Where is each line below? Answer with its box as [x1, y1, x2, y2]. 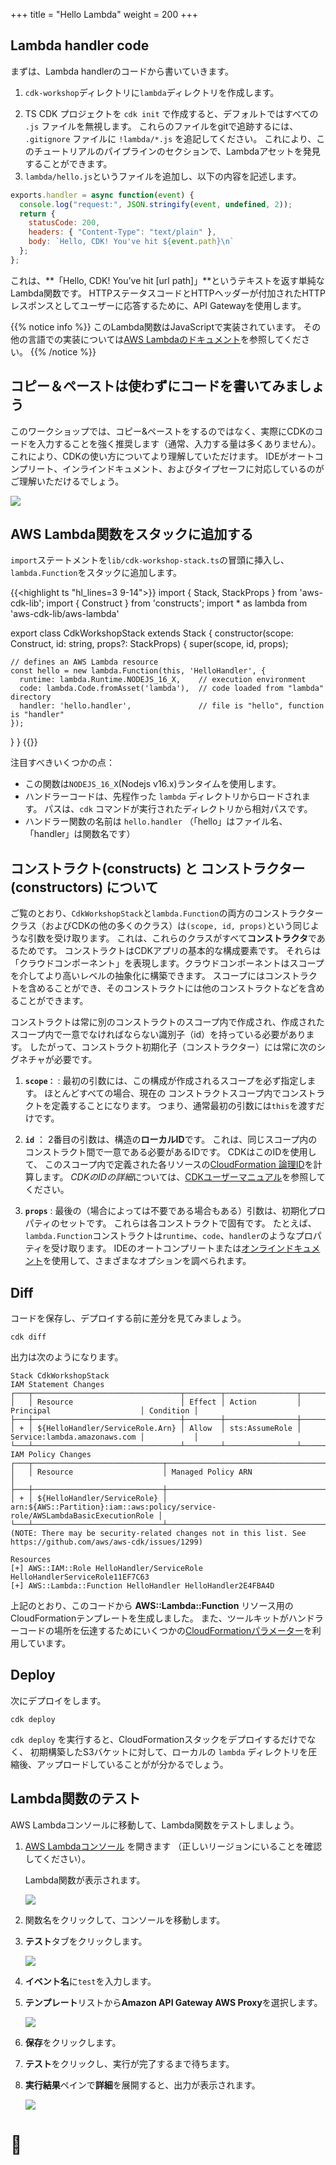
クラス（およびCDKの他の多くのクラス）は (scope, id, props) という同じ [10, 920, 312, 932]
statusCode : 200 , [28, 218, 101, 228]
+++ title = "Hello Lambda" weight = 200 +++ [10, 9, 198, 20]
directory [10, 692, 52, 703]
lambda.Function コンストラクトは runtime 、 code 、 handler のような [24, 1230, 296, 1242]
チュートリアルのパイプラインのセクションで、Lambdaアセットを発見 [33, 145, 321, 157]
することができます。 [24, 157, 113, 169]
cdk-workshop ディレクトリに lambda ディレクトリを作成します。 [24, 86, 280, 98]
